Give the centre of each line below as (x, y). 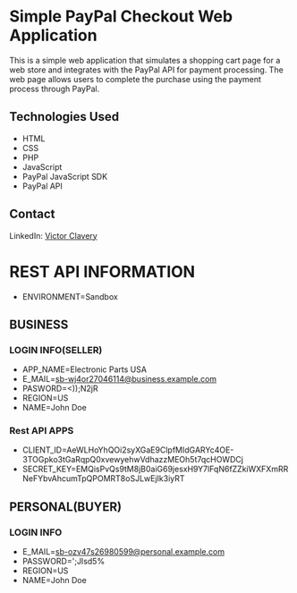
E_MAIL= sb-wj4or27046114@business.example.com (119, 379)
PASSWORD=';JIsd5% (64, 562)
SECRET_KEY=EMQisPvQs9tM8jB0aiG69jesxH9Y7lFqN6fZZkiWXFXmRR (155, 469)
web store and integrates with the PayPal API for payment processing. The (146, 70)
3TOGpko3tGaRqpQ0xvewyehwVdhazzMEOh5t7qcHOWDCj (133, 460)
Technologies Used (64, 117)
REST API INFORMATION (102, 271)
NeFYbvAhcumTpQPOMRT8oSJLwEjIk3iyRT (103, 479)
